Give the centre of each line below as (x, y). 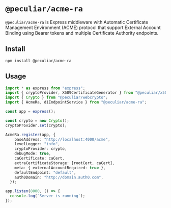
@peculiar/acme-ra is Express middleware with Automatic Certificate (77, 22)
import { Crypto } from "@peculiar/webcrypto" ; (57, 98)
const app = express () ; (31, 112)
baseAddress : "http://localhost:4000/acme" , (62, 139)
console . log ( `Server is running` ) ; (48, 196)
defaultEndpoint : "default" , (45, 172)
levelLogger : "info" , (37, 144)
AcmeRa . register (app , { (31, 135)
